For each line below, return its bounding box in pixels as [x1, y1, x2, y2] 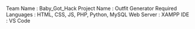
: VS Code [6, 17, 30, 24]
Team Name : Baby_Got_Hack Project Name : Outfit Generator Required [6, 5, 177, 12]
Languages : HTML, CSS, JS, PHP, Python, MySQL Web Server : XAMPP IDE [6, 11, 190, 18]
